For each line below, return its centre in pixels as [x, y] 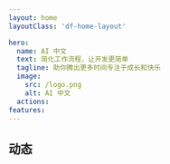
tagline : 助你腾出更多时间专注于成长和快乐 [89, 68]
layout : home [33, 18]
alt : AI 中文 [48, 93]
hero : [19, 43]
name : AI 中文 [42, 51]
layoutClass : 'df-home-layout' [67, 26]
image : [29, 77]
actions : [33, 101]
